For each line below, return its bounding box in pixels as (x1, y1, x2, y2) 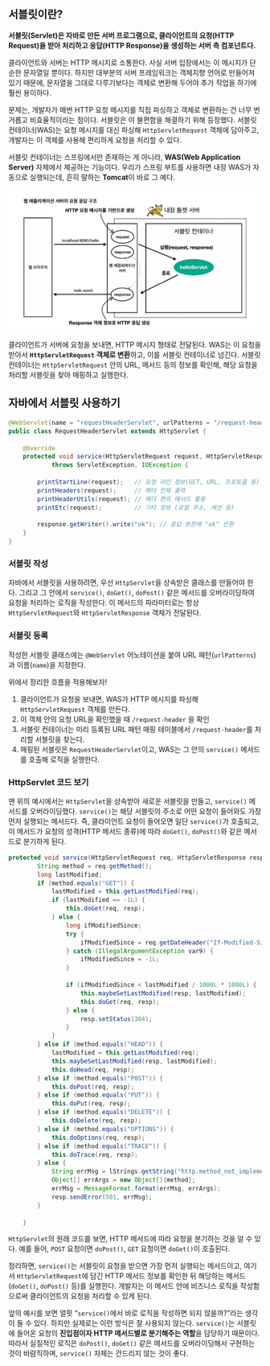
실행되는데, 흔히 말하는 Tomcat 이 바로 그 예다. (29, 172, 175, 182)
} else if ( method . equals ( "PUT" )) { (37, 1091, 160, 1100)
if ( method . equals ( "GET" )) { (37, 879, 135, 887)
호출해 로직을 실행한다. (28, 755, 100, 764)
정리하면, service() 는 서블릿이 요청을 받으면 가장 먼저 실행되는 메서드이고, (8, 1261, 243, 1271)
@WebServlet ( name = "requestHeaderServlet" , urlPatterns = (8, 418, 211, 426)
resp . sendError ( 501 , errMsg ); (51, 1193, 153, 1201)
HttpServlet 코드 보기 (8, 776, 89, 788)
